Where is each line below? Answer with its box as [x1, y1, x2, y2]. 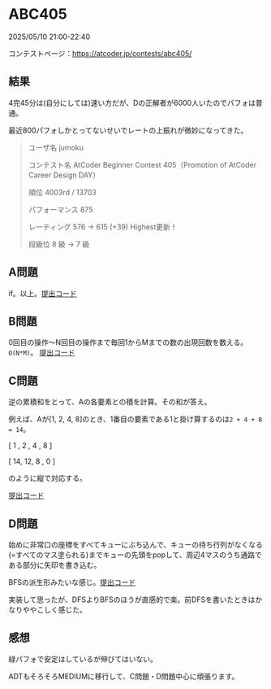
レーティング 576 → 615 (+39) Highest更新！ [28, 221, 178, 232]
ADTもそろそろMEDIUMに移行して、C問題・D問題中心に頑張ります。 [8, 671, 239, 681]
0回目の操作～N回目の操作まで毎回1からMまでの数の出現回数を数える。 [8, 338, 248, 347]
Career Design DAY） [28, 170, 101, 180]
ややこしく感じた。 [22, 605, 87, 614]
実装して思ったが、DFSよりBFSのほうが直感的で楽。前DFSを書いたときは [8, 595, 256, 604]
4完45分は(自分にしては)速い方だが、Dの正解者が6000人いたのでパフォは [8, 98, 256, 107]
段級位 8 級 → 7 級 [28, 239, 90, 249]
